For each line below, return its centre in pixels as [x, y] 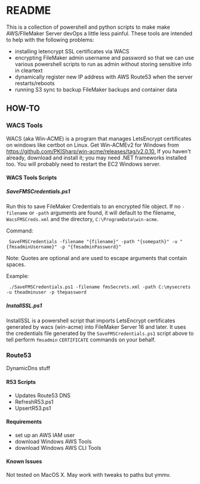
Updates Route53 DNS [42, 395]
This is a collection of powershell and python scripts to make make [88, 27]
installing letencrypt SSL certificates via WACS [72, 51]
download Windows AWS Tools [53, 441]
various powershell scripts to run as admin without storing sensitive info [103, 64]
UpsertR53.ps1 [33, 408]
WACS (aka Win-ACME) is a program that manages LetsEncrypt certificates [99, 138]
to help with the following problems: [50, 40]
